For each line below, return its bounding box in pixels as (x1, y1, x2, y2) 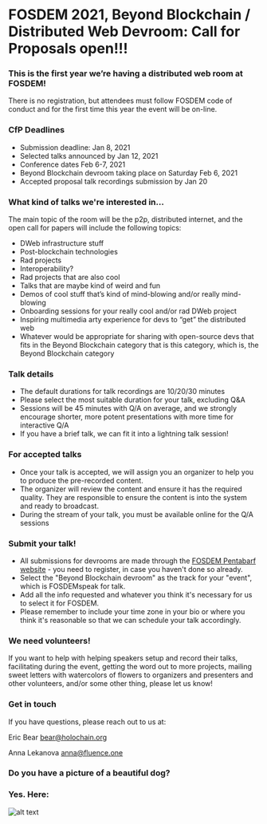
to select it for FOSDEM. (19, 598, 100, 608)
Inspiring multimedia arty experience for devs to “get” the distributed (19, 315, 246, 325)
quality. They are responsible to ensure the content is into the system (19, 492, 247, 502)
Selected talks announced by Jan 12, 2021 (19, 151, 159, 160)
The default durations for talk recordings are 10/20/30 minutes (19, 387, 226, 396)
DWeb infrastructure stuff (19, 239, 104, 248)
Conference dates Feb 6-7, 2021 (19, 160, 126, 169)
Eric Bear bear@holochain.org (8, 732, 108, 742)
